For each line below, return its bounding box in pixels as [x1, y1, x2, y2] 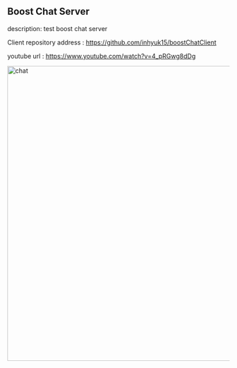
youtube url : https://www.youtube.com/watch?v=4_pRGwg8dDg [7, 52, 196, 60]
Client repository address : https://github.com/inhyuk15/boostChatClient [7, 38, 217, 47]
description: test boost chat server [7, 24, 108, 32]
